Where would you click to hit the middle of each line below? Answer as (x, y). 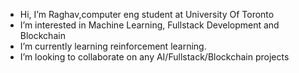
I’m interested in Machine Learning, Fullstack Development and (149, 25)
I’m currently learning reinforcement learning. (113, 46)
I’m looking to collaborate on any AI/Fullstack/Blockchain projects (154, 57)
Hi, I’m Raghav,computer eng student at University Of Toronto (147, 14)
